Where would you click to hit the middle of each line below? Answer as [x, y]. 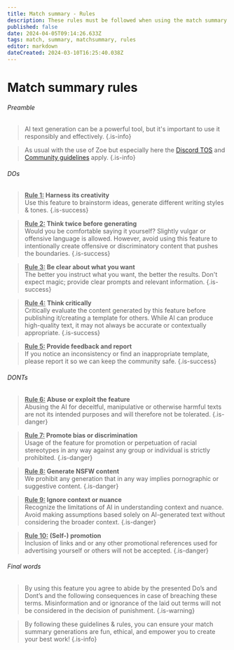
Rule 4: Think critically [58, 303]
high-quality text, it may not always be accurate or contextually [115, 325]
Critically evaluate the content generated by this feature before [115, 311]
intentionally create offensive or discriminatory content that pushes [121, 246]
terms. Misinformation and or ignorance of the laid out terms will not [123, 603]
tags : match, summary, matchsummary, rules [72, 40]
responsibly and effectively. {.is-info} [78, 137]
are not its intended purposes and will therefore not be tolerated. [118, 414]
